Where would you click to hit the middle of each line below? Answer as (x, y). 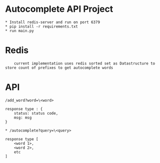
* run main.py (20, 31)
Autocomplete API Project (59, 9)
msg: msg (23, 117)
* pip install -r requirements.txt (42, 26)
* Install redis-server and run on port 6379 (52, 22)
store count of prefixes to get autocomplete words (59, 67)
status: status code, (36, 113)
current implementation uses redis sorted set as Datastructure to (84, 63)
